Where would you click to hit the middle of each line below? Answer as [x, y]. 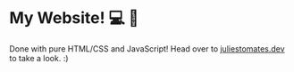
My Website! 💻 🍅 [74, 18]
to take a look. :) [39, 58]
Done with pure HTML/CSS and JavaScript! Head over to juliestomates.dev [147, 48]
